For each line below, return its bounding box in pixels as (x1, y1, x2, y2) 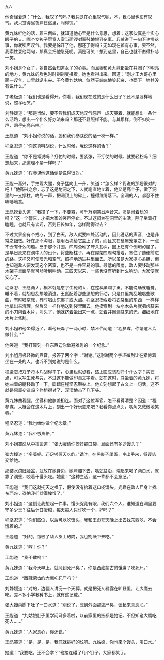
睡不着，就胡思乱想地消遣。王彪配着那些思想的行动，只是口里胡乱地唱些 (5, 291, 150, 296)
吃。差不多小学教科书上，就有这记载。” (5, 592, 82, 597)
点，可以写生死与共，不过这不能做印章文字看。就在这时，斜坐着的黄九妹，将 (5, 375, 159, 381)
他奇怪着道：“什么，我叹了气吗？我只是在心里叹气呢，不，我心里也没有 (5, 14, 148, 20)
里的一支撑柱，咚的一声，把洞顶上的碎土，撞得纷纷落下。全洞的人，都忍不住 (5, 192, 159, 198)
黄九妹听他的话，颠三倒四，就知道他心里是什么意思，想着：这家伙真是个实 (5, 30, 155, 36)
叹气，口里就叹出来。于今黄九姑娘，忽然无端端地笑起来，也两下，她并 (13, 77, 155, 83)
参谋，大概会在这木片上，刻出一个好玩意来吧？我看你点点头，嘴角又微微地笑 (5, 404, 159, 409)
